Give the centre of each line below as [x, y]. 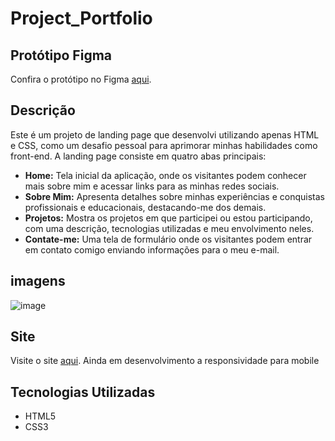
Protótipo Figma [61, 55]
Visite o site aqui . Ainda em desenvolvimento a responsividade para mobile [165, 361]
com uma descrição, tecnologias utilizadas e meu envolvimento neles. [169, 228]
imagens [38, 281]
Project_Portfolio [81, 18]
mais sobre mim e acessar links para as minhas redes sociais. [152, 186]
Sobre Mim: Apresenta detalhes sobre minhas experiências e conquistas [174, 196]
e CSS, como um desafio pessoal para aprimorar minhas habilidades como [164, 145]
